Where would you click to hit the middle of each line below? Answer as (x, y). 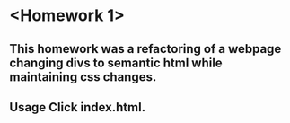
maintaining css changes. (83, 77)
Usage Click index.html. (78, 107)
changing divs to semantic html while (116, 62)
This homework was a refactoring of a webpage (145, 49)
